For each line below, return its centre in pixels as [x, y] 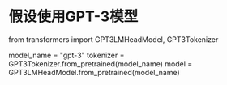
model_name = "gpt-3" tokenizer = [66, 55]
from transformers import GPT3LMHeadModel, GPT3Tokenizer [113, 39]
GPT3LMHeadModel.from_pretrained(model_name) [94, 72]
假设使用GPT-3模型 [73, 17]
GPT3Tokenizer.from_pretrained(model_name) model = [101, 64]
